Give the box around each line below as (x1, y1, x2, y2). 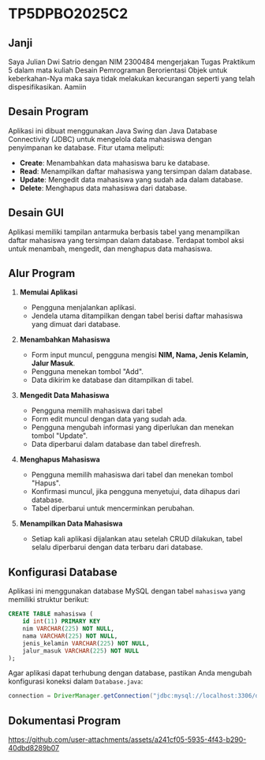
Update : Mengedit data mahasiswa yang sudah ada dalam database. (19, 174, 243, 184)
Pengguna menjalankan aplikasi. (31, 303, 136, 313)
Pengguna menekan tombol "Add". (31, 367, 144, 376)
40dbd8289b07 (8, 743, 60, 753)
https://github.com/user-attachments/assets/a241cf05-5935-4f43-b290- (8, 735, 247, 744)
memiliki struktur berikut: (8, 595, 89, 605)
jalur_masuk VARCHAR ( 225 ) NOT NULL (22, 646, 140, 655)
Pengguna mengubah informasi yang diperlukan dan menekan (31, 423, 234, 432)
